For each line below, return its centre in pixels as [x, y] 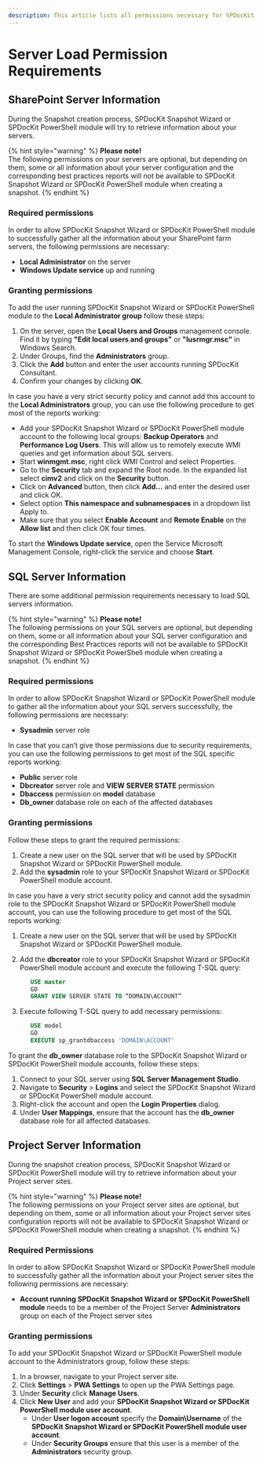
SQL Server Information [67, 577]
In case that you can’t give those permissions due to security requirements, [130, 745]
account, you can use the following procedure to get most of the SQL [120, 912]
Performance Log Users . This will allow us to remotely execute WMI [130, 445]
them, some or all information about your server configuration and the [121, 167]
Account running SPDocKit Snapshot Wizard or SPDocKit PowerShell [134, 1299]
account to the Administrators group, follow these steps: [99, 1362]
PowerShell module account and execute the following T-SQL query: [130, 968]
